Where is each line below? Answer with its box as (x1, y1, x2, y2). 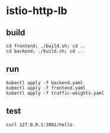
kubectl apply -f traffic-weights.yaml (6, 90, 105, 96)
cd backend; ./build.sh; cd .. (6, 48, 83, 54)
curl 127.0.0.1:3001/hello (6, 122, 73, 128)
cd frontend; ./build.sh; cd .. (6, 43, 86, 49)
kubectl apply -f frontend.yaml (6, 85, 86, 91)
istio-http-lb (6, 4, 68, 18)
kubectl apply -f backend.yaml (6, 79, 83, 86)
